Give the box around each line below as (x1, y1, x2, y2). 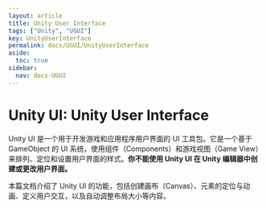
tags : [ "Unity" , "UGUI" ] (8, 27, 92, 35)
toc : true (15, 57, 48, 65)
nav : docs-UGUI (15, 71, 67, 80)
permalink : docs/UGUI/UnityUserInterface (8, 42, 149, 50)
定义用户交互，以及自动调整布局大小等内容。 (22, 190, 170, 201)
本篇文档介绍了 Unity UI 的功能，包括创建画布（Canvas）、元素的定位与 (8, 181, 243, 190)
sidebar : (8, 64, 38, 72)
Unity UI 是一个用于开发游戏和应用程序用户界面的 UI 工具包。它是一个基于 (8, 133, 252, 143)
